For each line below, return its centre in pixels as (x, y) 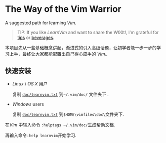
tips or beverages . (36, 37)
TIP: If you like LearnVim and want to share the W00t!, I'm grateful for (88, 32)
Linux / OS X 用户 (30, 84)
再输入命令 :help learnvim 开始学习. (41, 135)
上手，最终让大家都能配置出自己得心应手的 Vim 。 (59, 54)
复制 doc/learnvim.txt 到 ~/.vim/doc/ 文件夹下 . (60, 94)
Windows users (28, 104)
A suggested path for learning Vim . (41, 23)
